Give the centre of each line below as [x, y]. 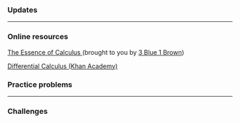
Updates [22, 10]
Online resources [38, 37]
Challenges [27, 111]
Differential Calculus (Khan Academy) [62, 66]
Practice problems [40, 85]
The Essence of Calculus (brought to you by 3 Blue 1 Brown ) [96, 52]
